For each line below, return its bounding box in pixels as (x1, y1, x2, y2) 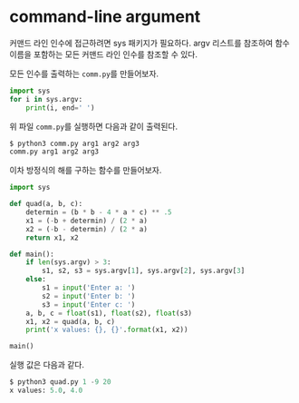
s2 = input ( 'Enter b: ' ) (42, 291, 136, 300)
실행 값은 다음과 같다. (9, 359, 84, 370)
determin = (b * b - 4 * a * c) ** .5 (25, 208, 172, 217)
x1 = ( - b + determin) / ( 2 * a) (25, 216, 148, 225)
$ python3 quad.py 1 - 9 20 (9, 378, 111, 387)
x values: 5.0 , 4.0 (9, 386, 83, 396)
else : (25, 275, 47, 284)
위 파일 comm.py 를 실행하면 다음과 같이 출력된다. (9, 121, 178, 132)
